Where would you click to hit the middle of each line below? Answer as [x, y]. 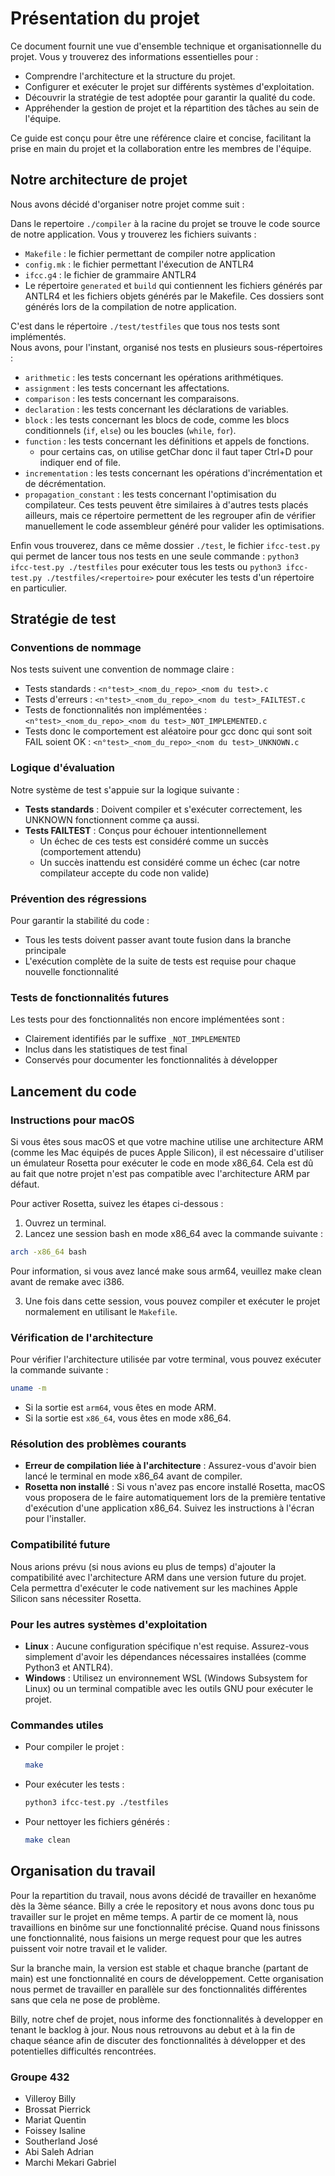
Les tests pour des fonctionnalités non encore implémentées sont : [147, 1019]
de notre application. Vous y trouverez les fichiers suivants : [133, 234]
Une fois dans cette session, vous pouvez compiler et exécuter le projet [172, 1301]
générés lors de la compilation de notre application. [130, 306]
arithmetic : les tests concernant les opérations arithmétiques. [154, 377]
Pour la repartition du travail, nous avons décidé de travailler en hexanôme [163, 1895]
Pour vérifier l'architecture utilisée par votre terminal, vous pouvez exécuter [166, 1359]
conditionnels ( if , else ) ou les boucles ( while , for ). [130, 430]
